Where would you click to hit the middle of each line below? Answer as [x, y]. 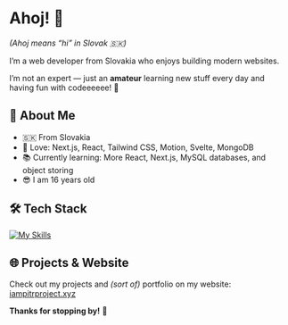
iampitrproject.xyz [42, 294]
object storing [48, 170]
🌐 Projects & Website [69, 262]
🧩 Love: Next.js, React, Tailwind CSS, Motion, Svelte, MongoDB [138, 147]
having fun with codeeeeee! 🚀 [64, 87]
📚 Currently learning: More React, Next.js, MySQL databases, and [144, 157]
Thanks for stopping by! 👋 [58, 311]
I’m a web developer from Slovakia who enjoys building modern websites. [144, 61]
